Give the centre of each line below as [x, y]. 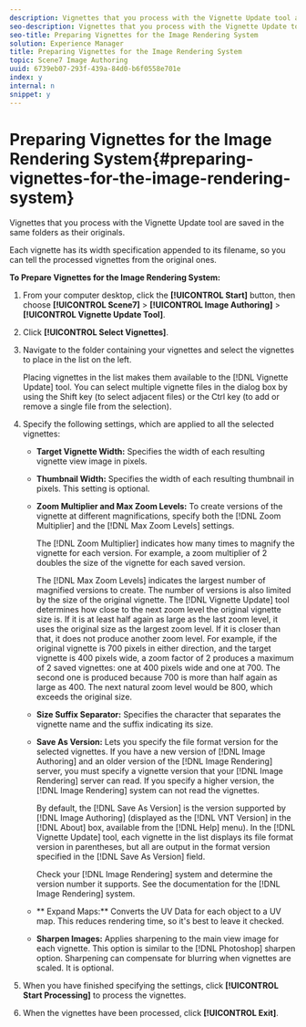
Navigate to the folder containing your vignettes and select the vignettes [158, 350]
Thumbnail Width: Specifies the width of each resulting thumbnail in [165, 479]
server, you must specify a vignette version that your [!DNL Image [160, 771]
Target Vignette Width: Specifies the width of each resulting [151, 452]
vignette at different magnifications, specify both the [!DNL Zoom [158, 516]
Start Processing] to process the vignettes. [104, 995]
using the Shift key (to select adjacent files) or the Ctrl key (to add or [151, 397]
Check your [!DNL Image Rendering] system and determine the [154, 875]
